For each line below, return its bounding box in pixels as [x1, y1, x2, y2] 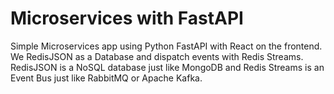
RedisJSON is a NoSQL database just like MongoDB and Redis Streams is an [10, 61, 325, 73]
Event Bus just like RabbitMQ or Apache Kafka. [10, 72, 203, 84]
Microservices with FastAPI [10, 7, 244, 30]
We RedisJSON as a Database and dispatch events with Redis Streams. [10, 50, 304, 62]
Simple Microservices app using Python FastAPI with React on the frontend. [10, 40, 323, 52]
